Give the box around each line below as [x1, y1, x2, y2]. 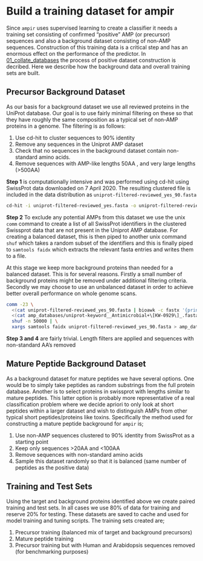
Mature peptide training [14, 535, 74, 542]
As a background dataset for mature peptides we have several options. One [6, 374, 195, 382]
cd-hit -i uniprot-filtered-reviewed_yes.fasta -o [6, 202, 137, 208]
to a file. [6, 252, 27, 259]
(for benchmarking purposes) [14, 548, 89, 555]
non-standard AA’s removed [6, 341, 76, 348]
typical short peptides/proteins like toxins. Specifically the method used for [6, 413, 193, 420]
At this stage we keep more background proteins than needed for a [6, 264, 173, 271]
